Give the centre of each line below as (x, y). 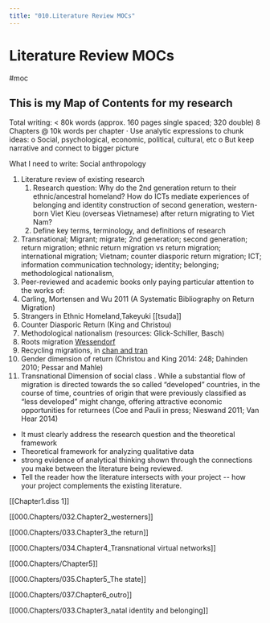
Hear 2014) (39, 419)
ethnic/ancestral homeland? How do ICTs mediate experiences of (141, 196)
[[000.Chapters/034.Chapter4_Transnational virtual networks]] (112, 548)
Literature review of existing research (82, 179)
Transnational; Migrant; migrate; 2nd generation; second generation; (134, 239)
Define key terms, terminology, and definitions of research (129, 231)
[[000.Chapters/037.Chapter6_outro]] (71, 595)
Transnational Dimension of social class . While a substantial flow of (133, 376)
